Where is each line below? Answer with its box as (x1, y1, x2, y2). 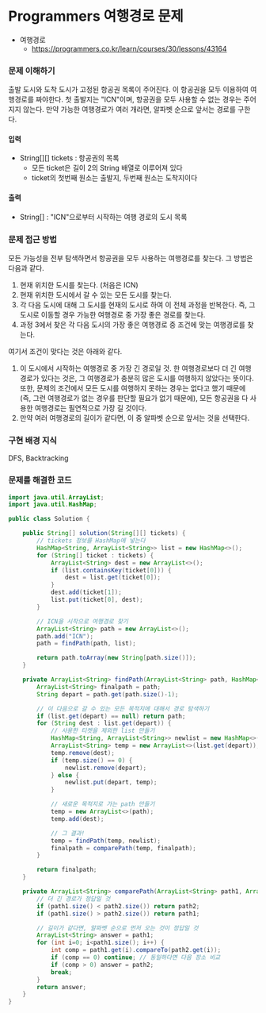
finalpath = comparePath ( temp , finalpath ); (50, 844, 196, 852)
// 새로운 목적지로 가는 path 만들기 (50, 800, 155, 808)
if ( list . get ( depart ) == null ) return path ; (36, 712, 186, 720)
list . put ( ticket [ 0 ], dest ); (50, 596, 144, 604)
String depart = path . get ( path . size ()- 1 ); (36, 690, 179, 699)
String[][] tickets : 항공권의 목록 (19, 153, 120, 163)
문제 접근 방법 (8, 233, 58, 245)
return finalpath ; (36, 866, 97, 874)
